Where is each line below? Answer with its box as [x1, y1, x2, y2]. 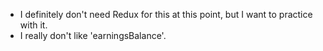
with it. [19, 19, 48, 31]
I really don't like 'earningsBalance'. [19, 30, 167, 41]
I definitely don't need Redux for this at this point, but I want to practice [19, 9, 313, 20]
